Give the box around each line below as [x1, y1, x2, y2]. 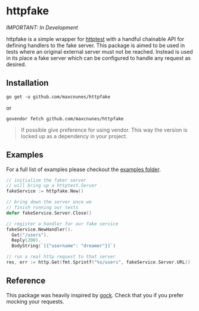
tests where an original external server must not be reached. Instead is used [6, 48, 193, 55]
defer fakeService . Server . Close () [6, 210, 92, 216]
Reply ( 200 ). [11, 237, 42, 244]
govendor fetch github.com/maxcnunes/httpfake [6, 116, 124, 122]
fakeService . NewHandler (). [6, 226, 73, 232]
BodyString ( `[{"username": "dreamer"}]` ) [11, 243, 116, 249]
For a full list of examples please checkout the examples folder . [6, 166, 161, 173]
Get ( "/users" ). [11, 232, 49, 238]
